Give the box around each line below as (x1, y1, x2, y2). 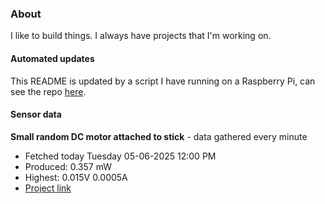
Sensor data (10, 108, 62, 121)
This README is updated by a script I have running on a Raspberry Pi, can (10, 75, 316, 87)
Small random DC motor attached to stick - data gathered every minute (10, 130, 308, 142)
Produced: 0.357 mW (24, 160, 113, 172)
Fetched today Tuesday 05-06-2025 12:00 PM (24, 150, 217, 162)
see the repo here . (10, 85, 87, 97)
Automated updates (10, 52, 95, 64)
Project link (24, 182, 72, 194)
